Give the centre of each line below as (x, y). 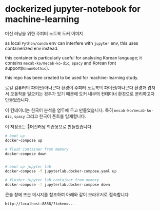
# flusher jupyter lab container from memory (52, 180)
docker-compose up (24, 140)
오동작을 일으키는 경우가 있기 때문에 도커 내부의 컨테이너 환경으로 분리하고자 (82, 94)
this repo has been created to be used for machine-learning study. (72, 77)
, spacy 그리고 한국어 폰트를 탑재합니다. (49, 116)
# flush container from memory (37, 149)
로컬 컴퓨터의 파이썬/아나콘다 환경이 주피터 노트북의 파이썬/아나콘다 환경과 (76, 87)
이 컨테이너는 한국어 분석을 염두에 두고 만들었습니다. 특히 (59, 110)
